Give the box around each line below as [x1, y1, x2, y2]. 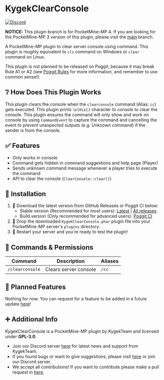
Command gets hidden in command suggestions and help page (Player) [12, 160, 159, 166]
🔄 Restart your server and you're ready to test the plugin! [12, 229, 128, 235]
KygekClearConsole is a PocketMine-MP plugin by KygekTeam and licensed [5, 328, 159, 334]
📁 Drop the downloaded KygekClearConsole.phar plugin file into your [12, 218, 151, 224]
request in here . [12, 369, 45, 375]
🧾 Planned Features [5, 283, 66, 291]
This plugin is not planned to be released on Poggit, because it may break [5, 63, 155, 69]
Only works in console [12, 154, 58, 160]
